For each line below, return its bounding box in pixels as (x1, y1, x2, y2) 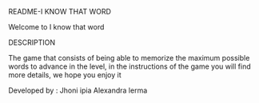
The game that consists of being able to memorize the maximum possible (8, 53, 250, 62)
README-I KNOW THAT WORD (8, 7, 112, 16)
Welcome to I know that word (8, 22, 105, 31)
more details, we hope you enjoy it (8, 70, 122, 79)
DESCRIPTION (8, 38, 56, 47)
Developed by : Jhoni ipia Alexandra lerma (8, 85, 148, 95)
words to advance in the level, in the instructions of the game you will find (8, 61, 251, 71)
